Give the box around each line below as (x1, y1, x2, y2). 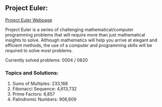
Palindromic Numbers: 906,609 (12, 96, 77, 103)
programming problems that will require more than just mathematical (5, 32, 146, 37)
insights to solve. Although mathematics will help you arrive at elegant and (5, 37, 158, 43)
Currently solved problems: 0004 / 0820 (5, 57, 88, 63)
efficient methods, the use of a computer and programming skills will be (5, 42, 153, 48)
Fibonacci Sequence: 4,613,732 (12, 86, 77, 92)
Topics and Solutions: (5, 69, 59, 76)
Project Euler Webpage (5, 17, 53, 23)
